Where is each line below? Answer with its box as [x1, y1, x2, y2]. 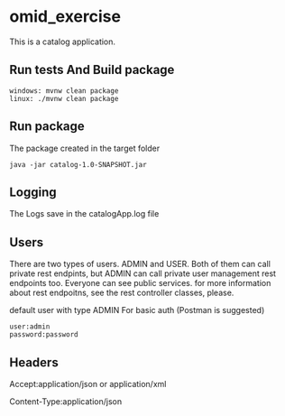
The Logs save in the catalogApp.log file [9, 208, 160, 219]
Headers [9, 355, 59, 370]
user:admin [9, 322, 51, 331]
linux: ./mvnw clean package [9, 94, 119, 103]
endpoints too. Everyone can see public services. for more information [9, 278, 271, 289]
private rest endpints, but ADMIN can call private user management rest [9, 268, 277, 279]
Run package [9, 119, 86, 134]
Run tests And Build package [9, 62, 175, 78]
